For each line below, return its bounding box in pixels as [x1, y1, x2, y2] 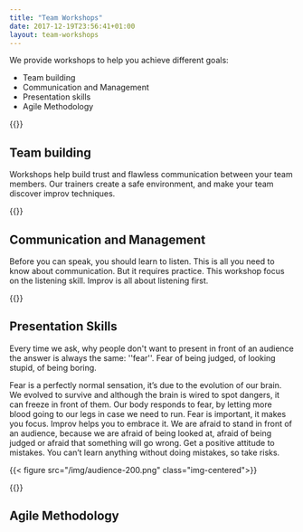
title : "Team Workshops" [9, 13, 103, 23]
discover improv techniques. [9, 188, 116, 199]
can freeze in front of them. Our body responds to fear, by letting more [9, 399, 273, 410]
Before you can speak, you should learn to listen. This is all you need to [9, 256, 275, 267]
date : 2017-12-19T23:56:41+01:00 [9, 22, 136, 31]
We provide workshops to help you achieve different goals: [9, 55, 229, 66]
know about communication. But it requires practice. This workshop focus [9, 266, 285, 276]
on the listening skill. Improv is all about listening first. [9, 275, 209, 286]
